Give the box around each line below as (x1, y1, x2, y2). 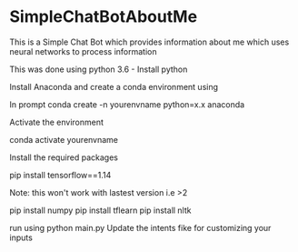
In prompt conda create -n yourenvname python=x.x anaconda (9, 98, 245, 110)
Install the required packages (9, 152, 119, 163)
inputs (9, 232, 34, 243)
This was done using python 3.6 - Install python (9, 64, 188, 75)
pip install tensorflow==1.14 (9, 169, 112, 180)
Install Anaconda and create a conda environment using (9, 81, 219, 92)
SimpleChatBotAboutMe (9, 6, 198, 27)
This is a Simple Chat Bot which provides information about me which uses (9, 36, 290, 47)
